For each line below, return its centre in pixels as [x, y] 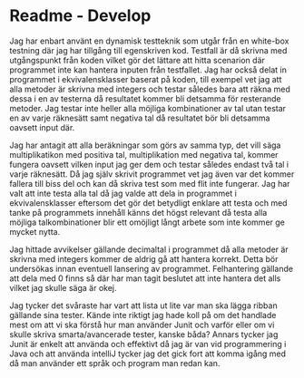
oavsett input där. [42, 127]
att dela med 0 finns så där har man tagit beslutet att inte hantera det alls [145, 278]
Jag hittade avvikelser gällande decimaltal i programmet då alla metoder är [149, 249]
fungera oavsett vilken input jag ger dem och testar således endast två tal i [149, 164]
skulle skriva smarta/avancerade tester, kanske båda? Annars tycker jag [144, 334]
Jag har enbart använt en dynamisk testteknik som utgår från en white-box [149, 41]
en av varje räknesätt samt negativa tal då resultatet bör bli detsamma [140, 118]
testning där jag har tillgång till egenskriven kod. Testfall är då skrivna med [148, 50]
